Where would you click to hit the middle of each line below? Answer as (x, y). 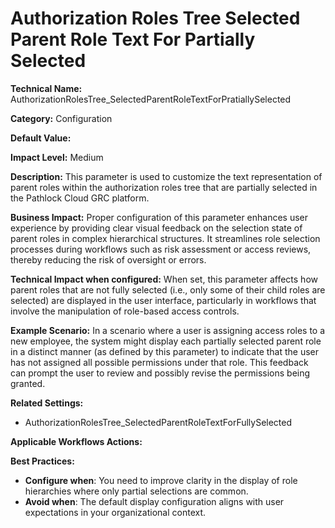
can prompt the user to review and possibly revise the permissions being (160, 373)
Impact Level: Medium (57, 157)
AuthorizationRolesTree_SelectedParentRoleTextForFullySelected (158, 422)
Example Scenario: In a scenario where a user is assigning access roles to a (168, 330)
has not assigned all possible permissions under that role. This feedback (159, 362)
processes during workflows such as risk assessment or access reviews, (161, 249)
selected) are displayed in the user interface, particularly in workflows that (163, 300)
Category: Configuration (61, 118)
